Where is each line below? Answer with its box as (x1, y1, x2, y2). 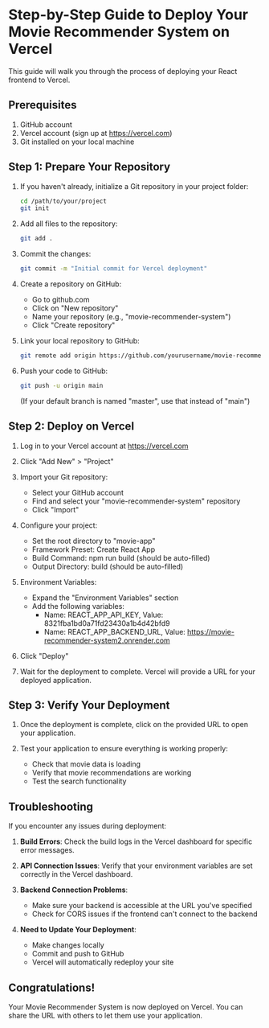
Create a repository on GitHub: (19, 279, 122, 289)
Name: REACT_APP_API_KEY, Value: (43, 610, 164, 619)
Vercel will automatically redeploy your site (31, 957, 174, 967)
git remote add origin (19, 352, 96, 360)
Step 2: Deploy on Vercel (8, 420, 135, 434)
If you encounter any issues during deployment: (8, 821, 167, 831)
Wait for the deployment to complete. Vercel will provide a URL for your (19, 666, 255, 676)
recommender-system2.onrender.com (43, 635, 170, 645)
